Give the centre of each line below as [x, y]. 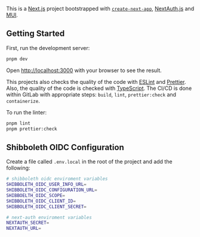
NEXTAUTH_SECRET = [28, 223]
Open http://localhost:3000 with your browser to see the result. [84, 70]
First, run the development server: [48, 48]
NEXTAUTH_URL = [24, 229]
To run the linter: [26, 112]
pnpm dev [17, 59]
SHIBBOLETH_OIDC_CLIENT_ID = [41, 201]
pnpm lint [19, 123]
